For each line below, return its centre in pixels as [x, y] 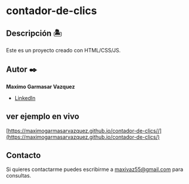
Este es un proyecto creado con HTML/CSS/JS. [63, 50]
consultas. [18, 176]
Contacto [23, 155]
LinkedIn [25, 98]
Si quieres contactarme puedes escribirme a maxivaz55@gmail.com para [95, 169]
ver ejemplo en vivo [43, 117]
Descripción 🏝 [34, 33]
